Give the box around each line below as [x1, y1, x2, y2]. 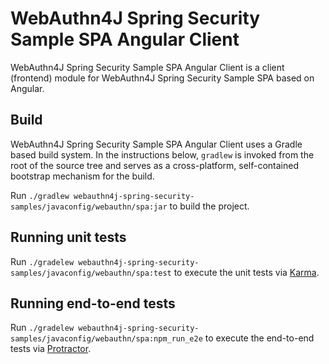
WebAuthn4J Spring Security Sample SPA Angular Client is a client [10, 61, 285, 73]
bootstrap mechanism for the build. [10, 170, 155, 182]
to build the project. [169, 200, 250, 212]
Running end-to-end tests [10, 295, 176, 312]
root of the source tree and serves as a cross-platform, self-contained [10, 159, 299, 171]
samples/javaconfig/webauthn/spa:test [10, 268, 172, 278]
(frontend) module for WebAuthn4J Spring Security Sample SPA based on [10, 72, 315, 84]
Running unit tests [10, 229, 127, 246]
